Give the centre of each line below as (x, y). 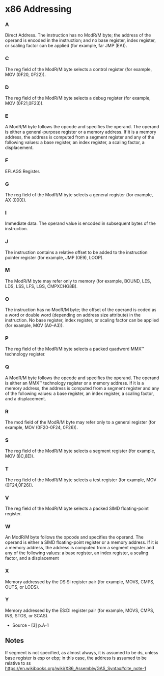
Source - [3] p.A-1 (30, 625)
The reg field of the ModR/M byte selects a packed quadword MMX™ (75, 349)
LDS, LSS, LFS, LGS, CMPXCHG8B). (41, 286)
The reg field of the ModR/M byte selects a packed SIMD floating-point (77, 508)
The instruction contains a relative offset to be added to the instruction (76, 252)
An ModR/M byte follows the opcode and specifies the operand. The (74, 537)
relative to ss (18, 663)
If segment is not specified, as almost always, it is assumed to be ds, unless (82, 652)
